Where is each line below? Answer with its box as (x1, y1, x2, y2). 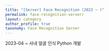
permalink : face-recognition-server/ (5, 12, 84, 17)
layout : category (5, 16, 42, 21)
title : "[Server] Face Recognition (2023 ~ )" (5, 7, 104, 12)
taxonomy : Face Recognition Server (5, 26, 80, 31)
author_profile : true (5, 21, 51, 26)
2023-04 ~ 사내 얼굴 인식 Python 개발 (5, 40, 81, 46)
